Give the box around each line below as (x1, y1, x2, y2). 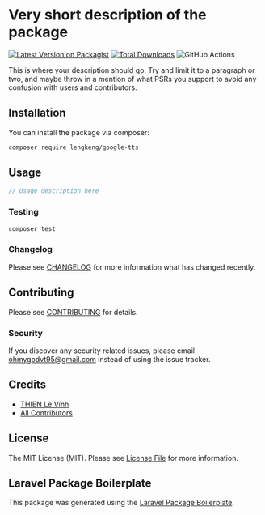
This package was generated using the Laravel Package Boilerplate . (8, 498, 235, 508)
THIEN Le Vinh (19, 399, 69, 409)
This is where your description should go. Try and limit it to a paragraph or (8, 65, 256, 74)
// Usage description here (8, 187, 99, 195)
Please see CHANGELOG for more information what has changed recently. (8, 262, 256, 272)
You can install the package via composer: (8, 127, 149, 137)
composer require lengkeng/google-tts (8, 143, 139, 151)
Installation (8, 106, 66, 120)
